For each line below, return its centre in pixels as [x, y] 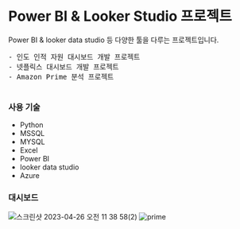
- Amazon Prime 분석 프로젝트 [61, 77]
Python [31, 125]
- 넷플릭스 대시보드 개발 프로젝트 [64, 67]
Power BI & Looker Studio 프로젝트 [120, 16]
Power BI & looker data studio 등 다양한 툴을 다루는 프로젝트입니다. [114, 40]
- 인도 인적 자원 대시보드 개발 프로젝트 [74, 57]
